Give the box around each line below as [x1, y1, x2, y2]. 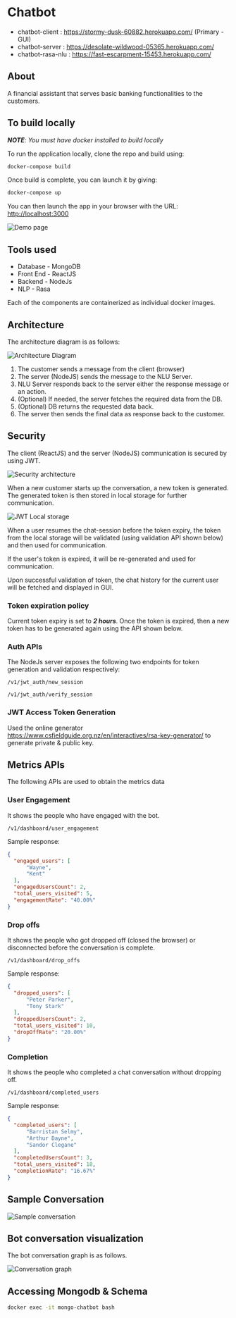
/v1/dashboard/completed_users [7, 1089, 99, 1096]
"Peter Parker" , [25, 996, 74, 1003]
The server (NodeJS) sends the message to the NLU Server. [17, 372, 192, 380]
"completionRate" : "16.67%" [13, 1167, 97, 1175]
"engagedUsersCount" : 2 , [13, 883, 87, 891]
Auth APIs [7, 642, 43, 652]
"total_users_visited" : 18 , [13, 1161, 97, 1168]
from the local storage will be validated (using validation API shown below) [7, 533, 224, 542]
